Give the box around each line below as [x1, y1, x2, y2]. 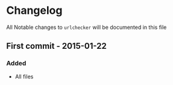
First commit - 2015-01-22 [6, 41, 107, 51]
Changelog [6, 4, 63, 17]
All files [14, 73, 34, 80]
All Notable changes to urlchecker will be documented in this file [6, 24, 167, 31]
